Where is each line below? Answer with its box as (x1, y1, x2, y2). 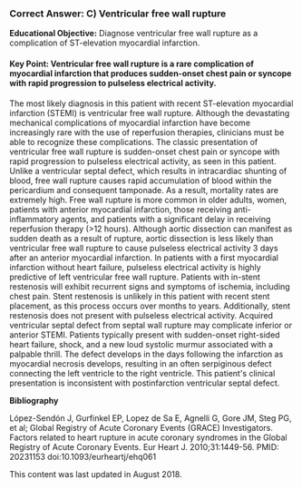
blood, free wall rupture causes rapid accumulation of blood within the (9, 175, 272, 186)
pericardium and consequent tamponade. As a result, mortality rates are (9, 184, 279, 195)
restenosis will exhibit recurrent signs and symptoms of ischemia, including (9, 280, 290, 292)
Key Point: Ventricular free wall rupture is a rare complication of (9, 58, 254, 69)
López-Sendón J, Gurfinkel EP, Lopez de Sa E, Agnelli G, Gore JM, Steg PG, (9, 412, 292, 424)
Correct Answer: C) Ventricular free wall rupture (9, 7, 227, 20)
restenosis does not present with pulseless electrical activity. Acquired (9, 309, 274, 320)
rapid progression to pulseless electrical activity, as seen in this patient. (9, 155, 277, 166)
